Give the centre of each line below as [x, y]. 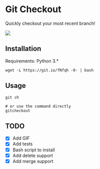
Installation [23, 49]
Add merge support [33, 161]
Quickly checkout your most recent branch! [50, 23]
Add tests [22, 144]
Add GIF [21, 138]
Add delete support [33, 155]
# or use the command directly [38, 106]
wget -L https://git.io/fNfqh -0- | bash [49, 70]
